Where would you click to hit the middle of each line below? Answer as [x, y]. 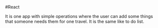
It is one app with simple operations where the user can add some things [79, 16]
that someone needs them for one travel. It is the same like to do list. [75, 21]
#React [12, 7]
